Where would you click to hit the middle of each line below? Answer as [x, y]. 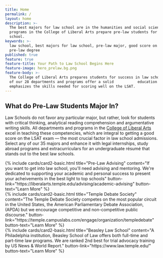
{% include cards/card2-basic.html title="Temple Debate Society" [71, 194]
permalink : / [18, 14]
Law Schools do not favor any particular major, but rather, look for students [80, 118]
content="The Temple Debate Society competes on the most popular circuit [81, 199]
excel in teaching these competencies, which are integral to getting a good [80, 133]
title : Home [17, 9]
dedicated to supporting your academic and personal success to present [78, 173]
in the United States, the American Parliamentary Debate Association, [74, 205]
